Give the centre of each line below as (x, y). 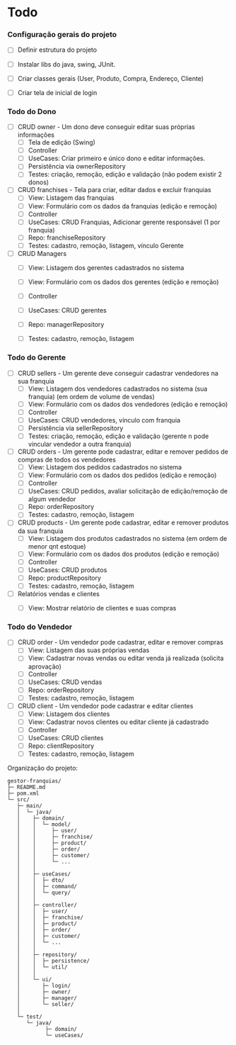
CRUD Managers (42, 253)
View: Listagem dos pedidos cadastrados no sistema (105, 467)
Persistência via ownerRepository (77, 167)
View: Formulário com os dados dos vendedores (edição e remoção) (128, 404)
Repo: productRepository (64, 578)
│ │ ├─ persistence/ (53, 961)
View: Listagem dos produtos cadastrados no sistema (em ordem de (128, 538)
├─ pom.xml (23, 794)
